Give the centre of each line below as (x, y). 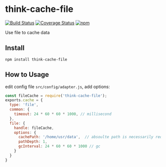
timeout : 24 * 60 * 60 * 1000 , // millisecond (63, 114)
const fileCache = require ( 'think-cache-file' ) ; (56, 96)
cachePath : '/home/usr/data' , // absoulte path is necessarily (86, 137)
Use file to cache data (28, 32)
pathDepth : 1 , (33, 142)
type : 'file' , (24, 105)
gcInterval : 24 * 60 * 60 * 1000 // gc (59, 146)
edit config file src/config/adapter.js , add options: (58, 86)
